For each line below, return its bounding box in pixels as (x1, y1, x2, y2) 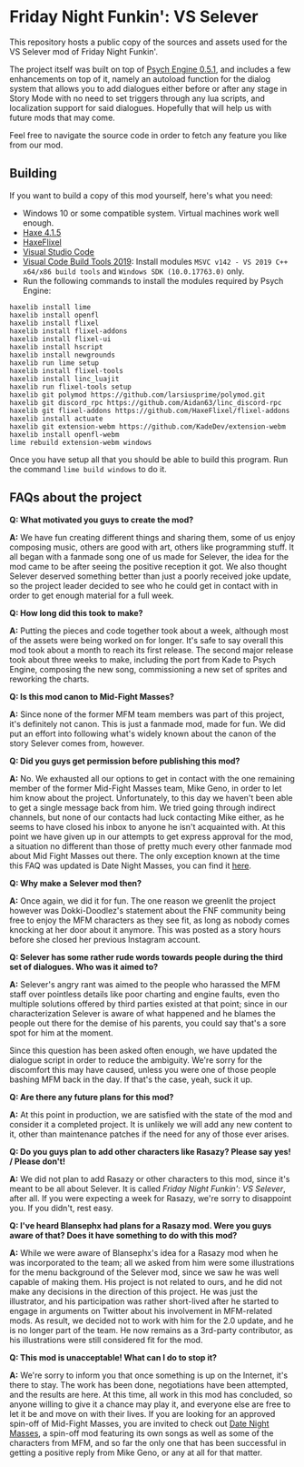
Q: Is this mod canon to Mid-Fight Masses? (9, 691, 175, 702)
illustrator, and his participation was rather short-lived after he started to (9, 1295, 279, 1307)
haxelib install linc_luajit (9, 374, 120, 383)
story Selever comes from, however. (9, 737, 145, 748)
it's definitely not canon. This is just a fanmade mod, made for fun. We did (9, 718, 286, 729)
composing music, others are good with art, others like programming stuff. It (9, 541, 295, 552)
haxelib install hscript (9, 342, 103, 351)
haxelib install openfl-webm (9, 430, 120, 439)
